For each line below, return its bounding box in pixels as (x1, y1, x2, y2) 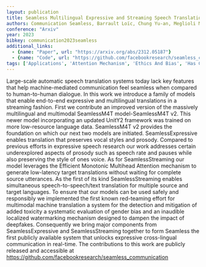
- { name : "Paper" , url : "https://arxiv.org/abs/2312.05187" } (12, 49, 172, 55)
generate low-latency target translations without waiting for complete (6, 168, 181, 176)
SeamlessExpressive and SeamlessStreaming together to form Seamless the (6, 227, 200, 234)
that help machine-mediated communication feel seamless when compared (6, 83, 197, 91)
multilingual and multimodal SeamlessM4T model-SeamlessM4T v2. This (6, 110, 191, 117)
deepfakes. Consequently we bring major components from (6, 220, 158, 228)
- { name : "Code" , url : (12, 55, 70, 61)
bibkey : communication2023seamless (6, 37, 97, 44)
